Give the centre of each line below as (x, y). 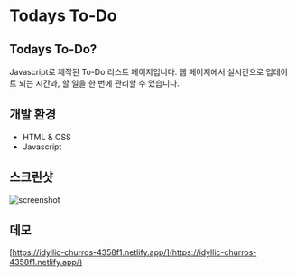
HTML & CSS (46, 137)
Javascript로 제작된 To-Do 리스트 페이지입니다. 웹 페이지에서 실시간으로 (137, 72)
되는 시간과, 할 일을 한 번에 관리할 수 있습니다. (99, 83)
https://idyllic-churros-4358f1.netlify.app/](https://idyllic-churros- (134, 252)
